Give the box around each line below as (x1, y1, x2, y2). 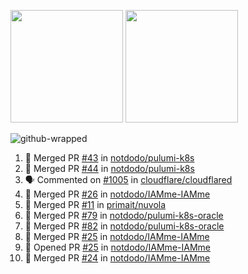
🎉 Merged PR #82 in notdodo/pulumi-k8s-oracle (24, 220, 225, 232)
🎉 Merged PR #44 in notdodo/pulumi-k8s (24, 163, 195, 174)
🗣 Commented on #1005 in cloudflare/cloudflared (24, 174, 233, 185)
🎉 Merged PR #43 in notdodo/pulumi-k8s (24, 152, 195, 164)
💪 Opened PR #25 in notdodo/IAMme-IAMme (24, 241, 211, 253)
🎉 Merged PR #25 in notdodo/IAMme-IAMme (24, 231, 210, 242)
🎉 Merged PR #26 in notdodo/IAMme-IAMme (24, 188, 211, 200)
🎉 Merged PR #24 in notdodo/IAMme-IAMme (24, 252, 211, 264)
